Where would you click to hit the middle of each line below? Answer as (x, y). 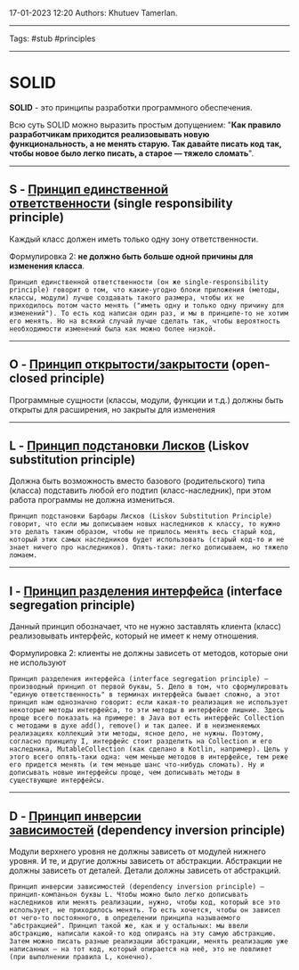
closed (28, 378)
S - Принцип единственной (89, 189)
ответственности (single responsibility (121, 204)
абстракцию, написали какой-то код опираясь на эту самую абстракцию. (143, 933)
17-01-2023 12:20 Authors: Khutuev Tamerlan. (93, 13)
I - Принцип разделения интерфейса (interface (146, 591)
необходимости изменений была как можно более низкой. (113, 329)
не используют (38, 662)
